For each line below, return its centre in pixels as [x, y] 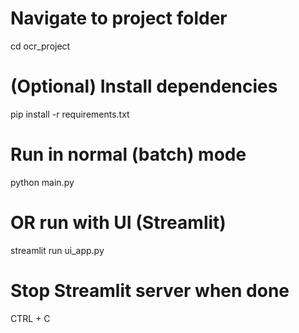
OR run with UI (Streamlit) [118, 223]
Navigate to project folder [119, 18]
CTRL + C [30, 318]
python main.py [42, 182]
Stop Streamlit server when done [150, 290]
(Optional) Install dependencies [144, 86]
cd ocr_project [40, 46]
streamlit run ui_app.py [57, 250]
